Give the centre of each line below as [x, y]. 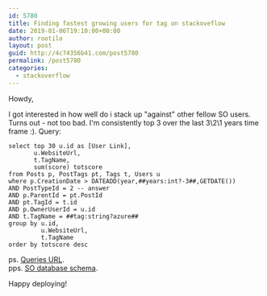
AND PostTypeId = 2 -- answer [59, 188]
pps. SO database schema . [53, 268]
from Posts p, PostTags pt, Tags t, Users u [84, 174]
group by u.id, [34, 223]
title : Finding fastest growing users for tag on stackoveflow [117, 23]
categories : [28, 68]
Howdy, [21, 98]
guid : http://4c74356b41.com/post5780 [73, 53]
